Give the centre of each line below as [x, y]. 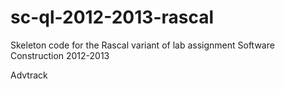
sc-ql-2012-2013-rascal [112, 17]
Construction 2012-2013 [60, 55]
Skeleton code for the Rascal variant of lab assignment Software [142, 45]
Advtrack [29, 75]
